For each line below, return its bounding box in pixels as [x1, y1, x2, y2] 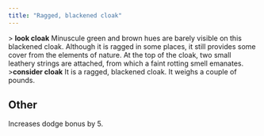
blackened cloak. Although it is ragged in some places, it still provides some [8, 41, 256, 51]
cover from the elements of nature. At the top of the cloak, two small [8, 50, 231, 59]
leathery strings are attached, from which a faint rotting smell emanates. [8, 59, 244, 68]
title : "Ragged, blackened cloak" [8, 11, 123, 20]
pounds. [8, 75, 36, 85]
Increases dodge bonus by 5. [8, 119, 104, 129]
